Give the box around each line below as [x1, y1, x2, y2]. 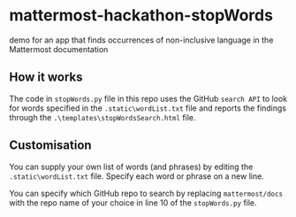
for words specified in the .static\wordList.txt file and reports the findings [9, 103, 287, 113]
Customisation [9, 138, 92, 153]
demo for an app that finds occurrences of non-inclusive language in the [9, 35, 274, 45]
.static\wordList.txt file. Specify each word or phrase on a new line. [9, 170, 265, 182]
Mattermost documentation [9, 43, 109, 54]
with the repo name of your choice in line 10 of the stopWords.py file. [9, 197, 258, 208]
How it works [9, 70, 83, 85]
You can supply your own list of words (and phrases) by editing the [9, 161, 254, 172]
